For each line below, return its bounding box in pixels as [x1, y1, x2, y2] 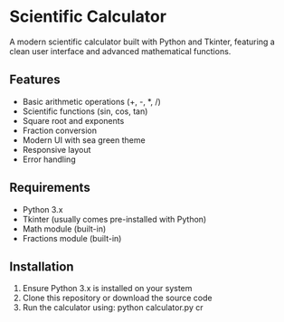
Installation [9, 259, 74, 274]
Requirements [9, 180, 90, 195]
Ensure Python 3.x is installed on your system [22, 283, 193, 294]
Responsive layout [22, 144, 91, 155]
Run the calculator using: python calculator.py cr [22, 302, 204, 313]
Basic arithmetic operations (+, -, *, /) [22, 96, 161, 107]
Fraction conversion [22, 125, 98, 136]
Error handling [22, 154, 76, 165]
